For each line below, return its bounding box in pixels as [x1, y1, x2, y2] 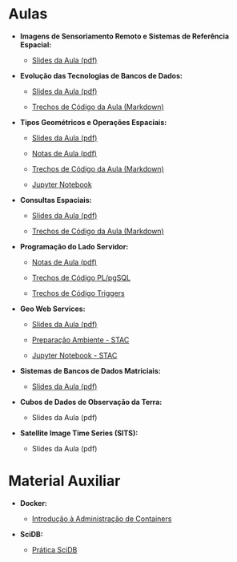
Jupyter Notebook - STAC [31, 350, 118, 360]
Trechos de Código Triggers [31, 288, 126, 297]
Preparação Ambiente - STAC [31, 334, 130, 345]
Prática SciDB [31, 544, 78, 554]
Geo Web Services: [19, 304, 86, 313]
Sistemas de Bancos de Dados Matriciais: [19, 366, 162, 375]
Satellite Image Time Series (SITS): [19, 428, 139, 438]
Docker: [19, 498, 48, 507]
